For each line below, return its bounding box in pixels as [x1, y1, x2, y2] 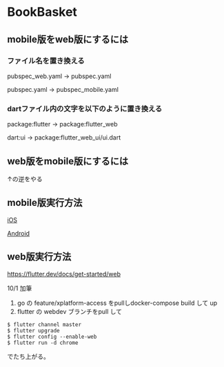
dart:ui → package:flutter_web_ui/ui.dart [7, 133, 121, 142]
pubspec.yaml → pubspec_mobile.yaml [7, 85, 119, 93]
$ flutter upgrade [7, 327, 60, 334]
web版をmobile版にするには [7, 155, 129, 167]
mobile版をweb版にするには [7, 33, 129, 45]
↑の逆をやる [7, 174, 43, 183]
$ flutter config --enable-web [7, 333, 97, 340]
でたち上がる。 [7, 352, 47, 360]
